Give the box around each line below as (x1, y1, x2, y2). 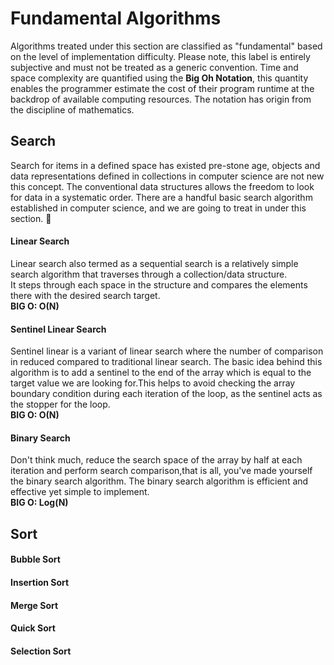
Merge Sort (10, 599, 59, 611)
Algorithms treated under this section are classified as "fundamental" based (10, 40, 323, 52)
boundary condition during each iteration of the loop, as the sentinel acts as (10, 388, 323, 400)
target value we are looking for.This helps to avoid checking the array (10, 377, 296, 389)
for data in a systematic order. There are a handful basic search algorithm (10, 191, 313, 203)
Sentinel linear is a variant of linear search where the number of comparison (10, 345, 324, 357)
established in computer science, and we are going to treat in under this (10, 202, 307, 214)
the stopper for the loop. (10, 398, 111, 411)
